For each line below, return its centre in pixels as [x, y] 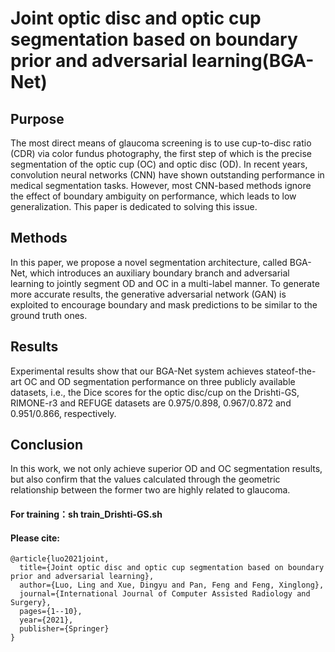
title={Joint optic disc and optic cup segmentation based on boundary [172, 568]
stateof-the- [291, 371]
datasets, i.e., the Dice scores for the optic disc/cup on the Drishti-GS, [155, 392]
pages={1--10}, [51, 612]
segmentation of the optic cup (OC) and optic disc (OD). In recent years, [159, 164]
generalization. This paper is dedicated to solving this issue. [134, 206]
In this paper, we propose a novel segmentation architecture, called [149, 262]
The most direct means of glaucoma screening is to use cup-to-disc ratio [161, 143]
